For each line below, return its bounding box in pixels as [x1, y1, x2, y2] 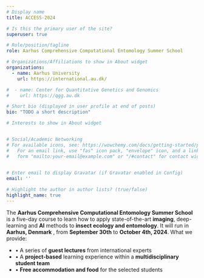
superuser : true [6, 31, 47, 37]
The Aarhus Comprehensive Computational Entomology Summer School [6, 209, 193, 216]
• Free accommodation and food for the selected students [15, 266, 163, 273]
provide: [6, 235, 27, 242]
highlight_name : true [6, 192, 61, 198]
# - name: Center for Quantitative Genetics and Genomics [6, 86, 159, 93]
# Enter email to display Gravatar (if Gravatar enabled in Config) [6, 170, 183, 176]
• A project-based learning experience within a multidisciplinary [15, 253, 179, 260]
